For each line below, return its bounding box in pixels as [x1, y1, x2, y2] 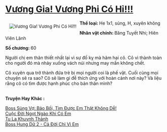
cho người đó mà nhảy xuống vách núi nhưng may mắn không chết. [5, 60, 145, 66]
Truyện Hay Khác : [5, 95, 45, 101]
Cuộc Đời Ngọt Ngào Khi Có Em [5, 110, 72, 116]
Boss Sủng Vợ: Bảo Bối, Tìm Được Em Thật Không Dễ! [5, 105, 117, 111]
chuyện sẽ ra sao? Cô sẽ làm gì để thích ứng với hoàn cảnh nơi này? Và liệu [5, 75, 162, 81]
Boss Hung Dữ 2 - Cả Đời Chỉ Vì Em [5, 121, 79, 127]
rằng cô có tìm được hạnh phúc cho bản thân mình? [5, 80, 113, 86]
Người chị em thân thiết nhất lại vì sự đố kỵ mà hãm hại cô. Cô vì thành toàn [5, 54, 162, 61]
